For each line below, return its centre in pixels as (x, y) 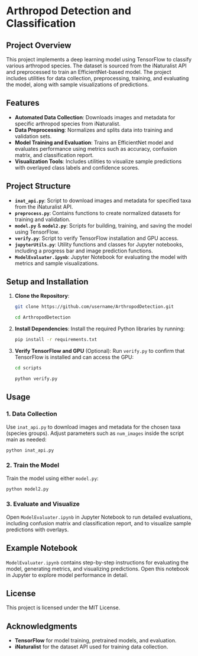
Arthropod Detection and (69, 11)
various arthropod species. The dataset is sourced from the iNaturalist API (97, 66)
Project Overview (39, 45)
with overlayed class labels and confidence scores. (77, 167)
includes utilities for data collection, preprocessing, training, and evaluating (98, 78)
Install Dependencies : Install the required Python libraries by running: (100, 329)
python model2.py (27, 489)
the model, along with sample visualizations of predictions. (77, 85)
